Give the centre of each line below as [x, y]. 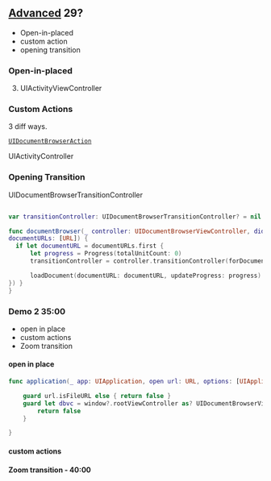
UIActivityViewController [61, 89]
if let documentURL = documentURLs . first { [90, 246]
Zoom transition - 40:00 [50, 470]
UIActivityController [41, 156]
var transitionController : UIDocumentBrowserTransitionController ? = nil [135, 217]
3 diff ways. [28, 126]
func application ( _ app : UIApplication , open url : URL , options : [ [124, 382]
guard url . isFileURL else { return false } [97, 396]
